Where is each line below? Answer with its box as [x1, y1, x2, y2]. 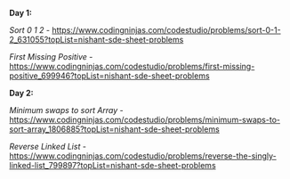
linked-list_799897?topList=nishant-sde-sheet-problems [9, 160, 216, 170]
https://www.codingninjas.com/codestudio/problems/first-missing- [9, 61, 255, 71]
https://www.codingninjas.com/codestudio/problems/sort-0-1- [52, 25, 282, 35]
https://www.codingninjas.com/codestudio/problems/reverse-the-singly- [9, 151, 278, 161]
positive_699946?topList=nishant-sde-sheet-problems [9, 70, 211, 81]
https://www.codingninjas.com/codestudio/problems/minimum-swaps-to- [9, 115, 280, 125]
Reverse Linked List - [9, 142, 87, 151]
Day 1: [9, 8, 33, 18]
